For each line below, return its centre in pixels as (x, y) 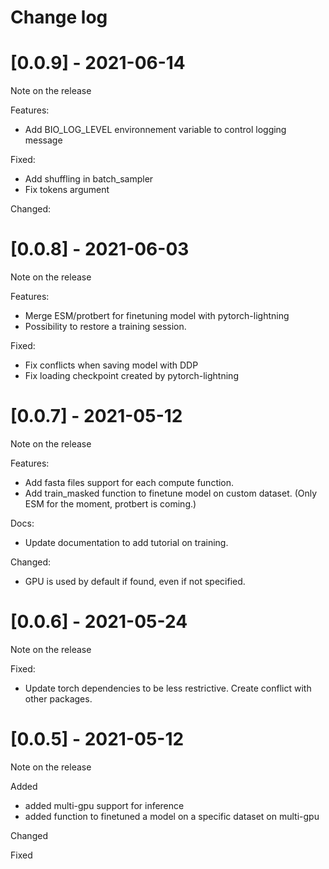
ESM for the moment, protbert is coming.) (110, 504)
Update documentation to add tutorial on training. (126, 542)
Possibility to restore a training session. (105, 327)
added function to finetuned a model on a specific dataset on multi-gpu (172, 816)
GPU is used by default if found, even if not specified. (135, 581)
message (43, 140)
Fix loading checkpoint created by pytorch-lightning (131, 376)
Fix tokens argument (67, 190)
